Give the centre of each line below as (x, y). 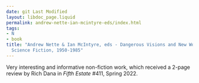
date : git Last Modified (37, 12)
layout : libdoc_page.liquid (41, 17)
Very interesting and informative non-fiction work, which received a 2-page (98, 67)
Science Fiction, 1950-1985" (47, 50)
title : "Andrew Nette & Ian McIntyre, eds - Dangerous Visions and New (96, 45)
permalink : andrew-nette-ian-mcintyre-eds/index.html (74, 23)
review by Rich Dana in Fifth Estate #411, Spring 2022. (72, 73)
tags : (13, 28)
